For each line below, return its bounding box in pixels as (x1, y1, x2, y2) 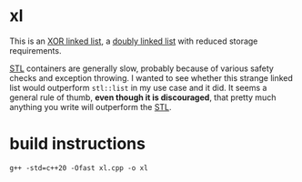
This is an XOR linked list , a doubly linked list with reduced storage (9, 35, 258, 46)
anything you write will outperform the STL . (9, 101, 172, 112)
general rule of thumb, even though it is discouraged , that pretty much (9, 92, 277, 103)
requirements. (9, 45, 62, 56)
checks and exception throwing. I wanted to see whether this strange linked (9, 72, 294, 83)
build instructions (9, 134, 146, 155)
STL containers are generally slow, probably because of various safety (9, 63, 275, 74)
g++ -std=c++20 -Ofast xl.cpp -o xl (9, 163, 148, 173)
